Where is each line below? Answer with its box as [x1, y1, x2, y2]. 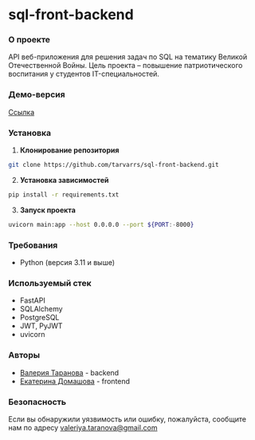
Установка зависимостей [19, 175, 109, 184]
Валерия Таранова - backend [19, 367, 120, 377]
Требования [8, 240, 58, 251]
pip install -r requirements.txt [8, 190, 120, 199]
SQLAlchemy [19, 304, 63, 314]
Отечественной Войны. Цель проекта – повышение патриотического [8, 61, 243, 70]
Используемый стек [8, 277, 92, 288]
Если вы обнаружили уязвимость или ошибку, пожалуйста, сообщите [8, 414, 247, 424]
